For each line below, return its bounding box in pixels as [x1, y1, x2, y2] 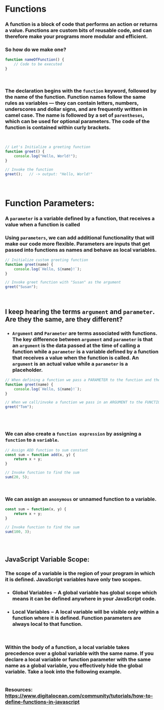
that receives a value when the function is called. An [12, 354, 139, 361]
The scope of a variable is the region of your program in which [5, 570, 155, 577]
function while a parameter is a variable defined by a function [12, 348, 159, 355]
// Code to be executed [14, 62, 62, 67]
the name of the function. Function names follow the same [5, 93, 146, 100]
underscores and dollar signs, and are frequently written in [5, 106, 147, 112]
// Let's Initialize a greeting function [5, 145, 91, 150]
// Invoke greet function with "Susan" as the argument [5, 280, 121, 285]
